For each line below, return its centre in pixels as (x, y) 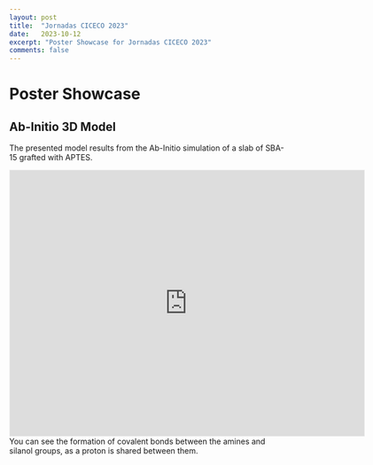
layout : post (33, 17)
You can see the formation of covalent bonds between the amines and (137, 442)
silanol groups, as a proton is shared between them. (104, 451)
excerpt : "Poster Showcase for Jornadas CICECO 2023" (111, 42)
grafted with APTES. (56, 158)
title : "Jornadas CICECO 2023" (69, 26)
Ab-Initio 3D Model (63, 126)
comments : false (39, 50)
